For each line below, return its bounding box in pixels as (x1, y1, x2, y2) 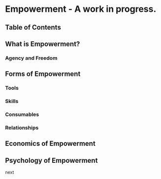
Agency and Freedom (5, 54, 58, 61)
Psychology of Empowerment (5, 156, 98, 165)
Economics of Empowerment (5, 140, 96, 148)
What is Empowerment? (5, 39, 80, 48)
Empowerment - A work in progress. (5, 3, 157, 15)
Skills (5, 98, 19, 105)
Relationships (5, 124, 39, 131)
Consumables (5, 111, 39, 118)
